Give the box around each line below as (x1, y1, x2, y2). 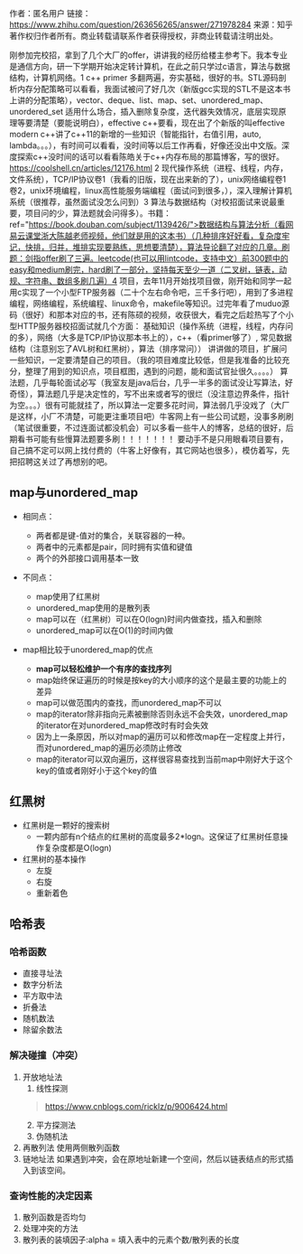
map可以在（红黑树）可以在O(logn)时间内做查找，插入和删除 (35, 613, 262, 624)
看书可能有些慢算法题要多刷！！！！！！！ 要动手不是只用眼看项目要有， (16, 434, 289, 445)
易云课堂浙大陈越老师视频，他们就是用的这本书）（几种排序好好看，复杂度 (9, 230, 282, 241)
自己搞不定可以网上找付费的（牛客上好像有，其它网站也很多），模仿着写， (9, 445, 282, 455)
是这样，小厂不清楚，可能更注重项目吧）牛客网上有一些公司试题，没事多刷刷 (9, 411, 294, 422)
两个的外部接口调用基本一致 (35, 552, 140, 563)
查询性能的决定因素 (9, 1189, 93, 1202)
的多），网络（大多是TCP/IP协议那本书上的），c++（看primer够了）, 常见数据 (9, 332, 293, 342)
